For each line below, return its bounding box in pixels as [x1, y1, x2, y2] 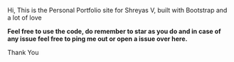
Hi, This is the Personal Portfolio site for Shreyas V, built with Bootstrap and [7, 6, 228, 14]
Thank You [7, 49, 39, 56]
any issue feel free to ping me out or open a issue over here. [7, 35, 188, 43]
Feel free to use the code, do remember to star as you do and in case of [7, 27, 222, 35]
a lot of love [7, 13, 42, 22]
